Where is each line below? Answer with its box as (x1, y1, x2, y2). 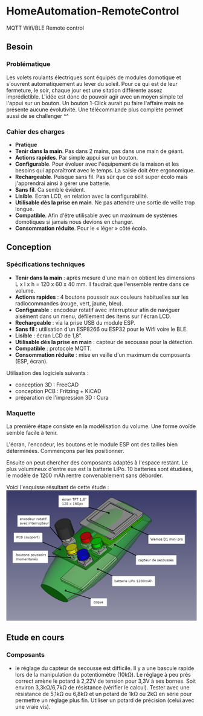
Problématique (6, 60, 51, 68)
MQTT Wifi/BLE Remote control (6, 24, 85, 31)
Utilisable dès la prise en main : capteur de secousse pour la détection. (14, 338, 195, 345)
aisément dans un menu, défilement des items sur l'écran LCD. (14, 313, 172, 320)
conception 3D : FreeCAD (14, 381, 79, 388)
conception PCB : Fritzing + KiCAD (14, 387, 101, 394)
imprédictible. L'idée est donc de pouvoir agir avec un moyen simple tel (6, 93, 184, 100)
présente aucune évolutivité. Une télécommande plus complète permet (6, 106, 183, 113)
